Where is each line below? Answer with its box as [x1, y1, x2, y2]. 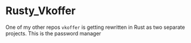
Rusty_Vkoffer [5, 4, 76, 18]
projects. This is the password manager [5, 29, 101, 37]
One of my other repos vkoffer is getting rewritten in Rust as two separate [5, 24, 186, 31]
